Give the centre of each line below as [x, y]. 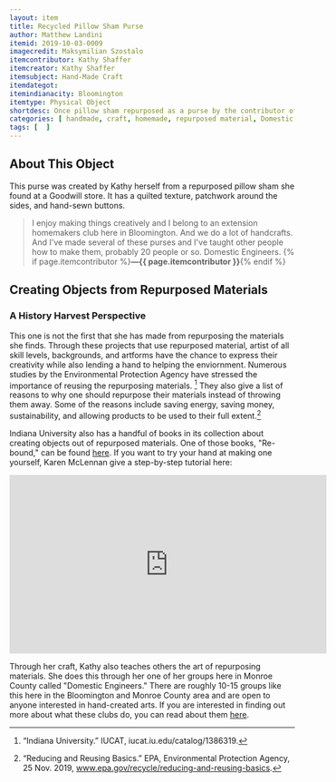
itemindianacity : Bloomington [67, 93]
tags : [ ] [30, 128]
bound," [24, 452]
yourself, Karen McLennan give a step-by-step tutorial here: [121, 462]
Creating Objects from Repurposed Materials [139, 290]
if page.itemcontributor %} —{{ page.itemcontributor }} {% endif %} [159, 261]
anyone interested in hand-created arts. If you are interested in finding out [148, 705]
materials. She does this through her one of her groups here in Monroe [141, 676]
